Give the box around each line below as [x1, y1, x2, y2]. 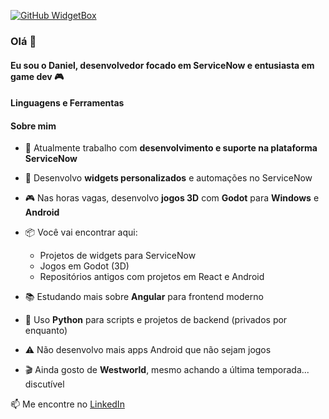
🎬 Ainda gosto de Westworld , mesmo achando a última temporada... [24, 364, 310, 376]
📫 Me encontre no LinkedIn [10, 398, 125, 410]
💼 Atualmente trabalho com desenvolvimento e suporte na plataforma [24, 142, 318, 154]
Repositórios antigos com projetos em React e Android [39, 271, 265, 283]
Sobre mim [10, 120, 57, 132]
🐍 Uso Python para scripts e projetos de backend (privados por [24, 314, 288, 326]
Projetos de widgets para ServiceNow [39, 250, 197, 262]
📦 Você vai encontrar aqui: [24, 226, 138, 239]
